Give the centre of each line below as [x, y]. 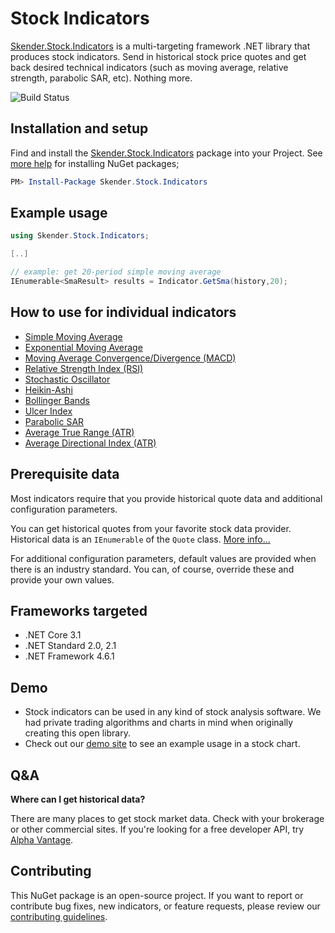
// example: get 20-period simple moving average [116, 272]
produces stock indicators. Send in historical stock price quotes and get [158, 56]
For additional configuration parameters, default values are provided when [163, 558]
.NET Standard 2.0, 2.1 [70, 646]
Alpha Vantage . [42, 840]
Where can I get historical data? [78, 799]
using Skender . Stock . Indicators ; [80, 236]
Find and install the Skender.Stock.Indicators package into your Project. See [166, 153]
